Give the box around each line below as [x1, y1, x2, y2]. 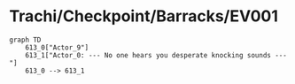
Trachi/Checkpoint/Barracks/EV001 [9, 6, 279, 27]
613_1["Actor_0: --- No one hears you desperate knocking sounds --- [25, 50, 288, 59]
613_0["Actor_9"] [25, 42, 89, 52]
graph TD [9, 35, 42, 44]
